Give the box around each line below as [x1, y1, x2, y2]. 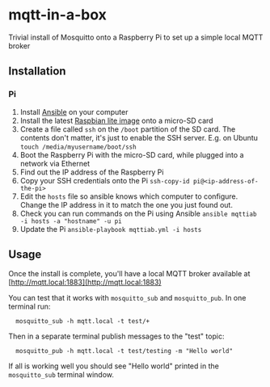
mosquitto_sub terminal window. [8, 370, 115, 380]
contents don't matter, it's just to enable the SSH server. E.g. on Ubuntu [19, 133, 259, 142]
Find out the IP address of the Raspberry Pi [19, 167, 164, 177]
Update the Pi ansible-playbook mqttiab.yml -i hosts [19, 224, 202, 233]
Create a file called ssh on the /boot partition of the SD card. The [19, 124, 236, 134]
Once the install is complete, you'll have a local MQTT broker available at [8, 269, 251, 279]
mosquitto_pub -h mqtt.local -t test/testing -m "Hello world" [15, 347, 233, 355]
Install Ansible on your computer [19, 107, 129, 116]
